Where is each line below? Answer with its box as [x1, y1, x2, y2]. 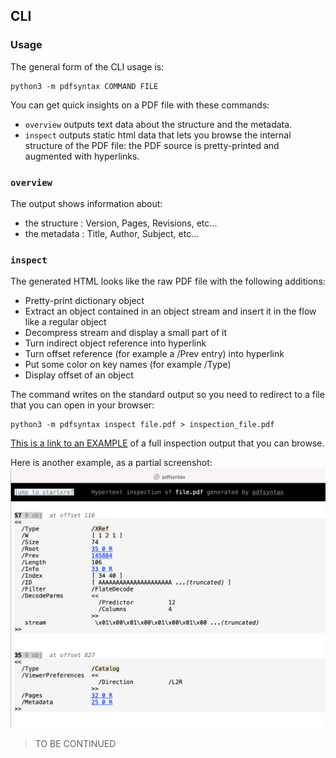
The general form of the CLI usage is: [10, 60, 165, 73]
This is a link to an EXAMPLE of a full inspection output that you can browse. [10, 437, 325, 449]
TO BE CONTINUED [34, 738, 117, 750]
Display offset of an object [24, 369, 134, 381]
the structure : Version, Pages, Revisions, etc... [24, 217, 218, 229]
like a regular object [24, 316, 107, 328]
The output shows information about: [10, 197, 163, 209]
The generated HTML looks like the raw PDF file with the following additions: [10, 275, 326, 288]
